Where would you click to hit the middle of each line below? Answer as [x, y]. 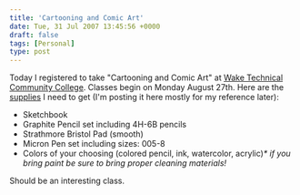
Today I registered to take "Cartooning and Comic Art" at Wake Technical [146, 77]
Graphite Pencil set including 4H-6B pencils [105, 125]
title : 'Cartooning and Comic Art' [77, 18]
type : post [30, 52]
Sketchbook [45, 115]
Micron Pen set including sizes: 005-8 [94, 144]
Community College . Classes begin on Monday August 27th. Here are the [147, 87]
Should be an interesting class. [67, 181]
